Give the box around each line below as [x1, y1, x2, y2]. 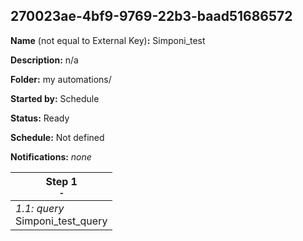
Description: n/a [10, 54, 79, 66]
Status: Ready [10, 112, 70, 124]
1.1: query [15, 201, 65, 215]
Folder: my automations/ [10, 73, 112, 85]
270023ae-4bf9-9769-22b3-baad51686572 [10, 8, 293, 25]
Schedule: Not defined [10, 131, 105, 143]
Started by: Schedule [10, 92, 100, 104]
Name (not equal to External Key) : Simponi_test [10, 34, 206, 46]
